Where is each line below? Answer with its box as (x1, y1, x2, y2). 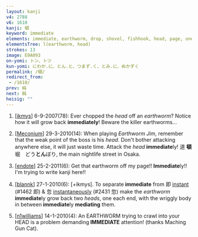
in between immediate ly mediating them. (14, 201, 116, 208)
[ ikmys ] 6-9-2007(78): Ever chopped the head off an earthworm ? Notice (14, 112, 192, 119)
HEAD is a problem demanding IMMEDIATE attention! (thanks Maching (14, 218, 187, 225)
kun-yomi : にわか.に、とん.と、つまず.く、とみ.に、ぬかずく (6, 63, 140, 69)
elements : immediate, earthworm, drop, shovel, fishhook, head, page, (6, 36, 183, 42)
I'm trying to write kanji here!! (14, 168, 86, 175)
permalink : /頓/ (6, 69, 45, 75)
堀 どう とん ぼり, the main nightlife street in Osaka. (14, 151, 141, 158)
